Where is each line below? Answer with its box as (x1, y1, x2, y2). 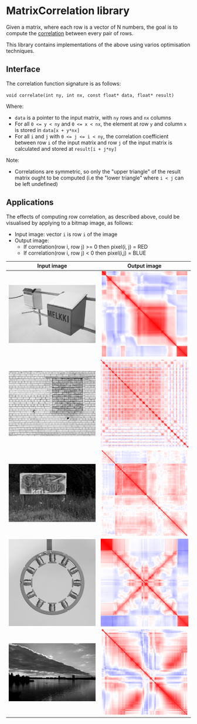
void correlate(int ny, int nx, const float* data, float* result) (6, 92, 175, 98)
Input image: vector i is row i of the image (14, 231, 118, 238)
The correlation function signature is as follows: (6, 80, 121, 87)
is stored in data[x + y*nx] (14, 126, 80, 133)
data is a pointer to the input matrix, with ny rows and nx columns (14, 114, 171, 121)
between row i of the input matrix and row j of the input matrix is (14, 139, 173, 146)
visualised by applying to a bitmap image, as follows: (6, 219, 134, 226)
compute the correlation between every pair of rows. (6, 29, 134, 36)
